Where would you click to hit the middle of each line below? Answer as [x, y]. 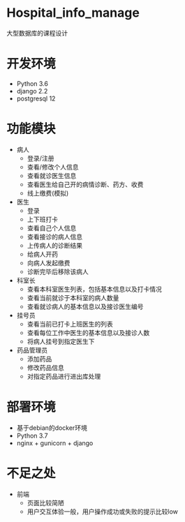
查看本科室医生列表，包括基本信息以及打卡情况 [94, 289]
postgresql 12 [36, 98]
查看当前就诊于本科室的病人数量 [73, 297]
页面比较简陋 [45, 502]
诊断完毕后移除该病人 [58, 271]
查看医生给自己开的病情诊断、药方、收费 [85, 184]
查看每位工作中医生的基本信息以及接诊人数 [88, 332]
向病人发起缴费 [49, 262]
